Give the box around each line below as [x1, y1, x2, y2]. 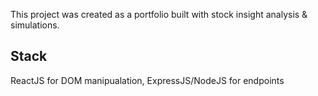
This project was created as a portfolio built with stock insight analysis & [10, 9, 308, 20]
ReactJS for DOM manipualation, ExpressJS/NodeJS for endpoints [10, 74, 285, 86]
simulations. [10, 19, 60, 31]
